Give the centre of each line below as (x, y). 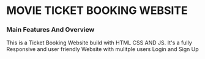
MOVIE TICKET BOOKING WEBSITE (97, 11)
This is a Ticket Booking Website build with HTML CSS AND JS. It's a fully (99, 43)
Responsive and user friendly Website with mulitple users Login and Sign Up (102, 49)
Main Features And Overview (50, 30)
